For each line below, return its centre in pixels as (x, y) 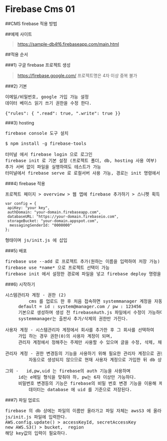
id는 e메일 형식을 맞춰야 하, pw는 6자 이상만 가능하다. (77, 377)
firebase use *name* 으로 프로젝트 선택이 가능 (57, 268)
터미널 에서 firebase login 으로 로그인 (49, 154)
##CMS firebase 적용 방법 (31, 23)
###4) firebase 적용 (25, 183)
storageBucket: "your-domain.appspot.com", (53, 221)
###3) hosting (20, 122)
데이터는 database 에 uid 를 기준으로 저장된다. (80, 389)
